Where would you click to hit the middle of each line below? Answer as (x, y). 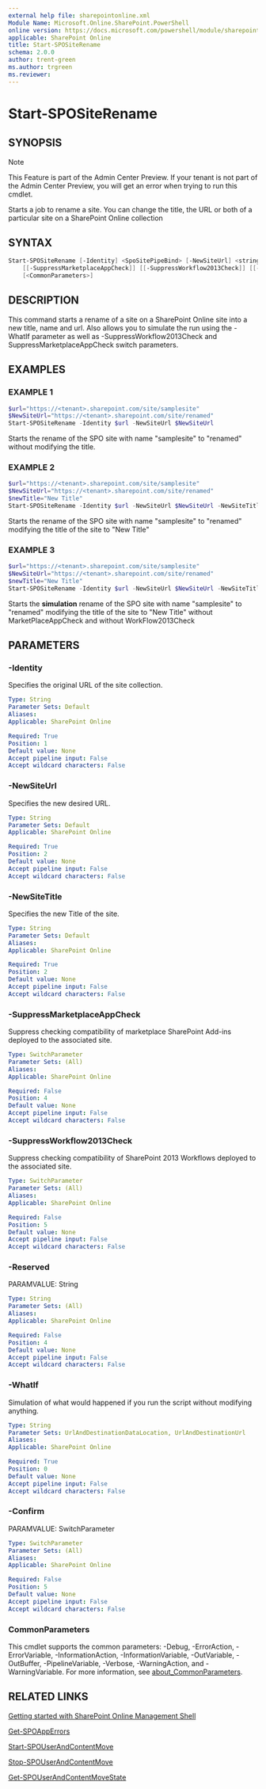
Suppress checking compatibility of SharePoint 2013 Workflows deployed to (132, 1158)
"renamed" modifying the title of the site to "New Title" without (110, 612)
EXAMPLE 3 (32, 550)
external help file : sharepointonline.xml (79, 15)
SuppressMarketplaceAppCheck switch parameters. (93, 345)
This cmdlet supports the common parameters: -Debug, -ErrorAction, (122, 1646)
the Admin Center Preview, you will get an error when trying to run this (123, 185)
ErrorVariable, (31, 1655)
